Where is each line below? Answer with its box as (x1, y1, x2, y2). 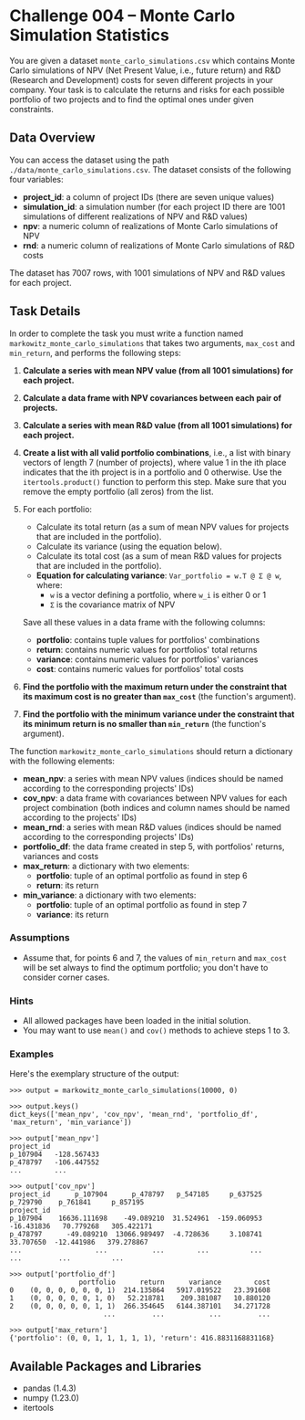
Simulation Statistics (9, 25, 170, 46)
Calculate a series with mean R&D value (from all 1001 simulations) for (22, 419, 293, 430)
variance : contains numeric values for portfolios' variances (36, 654, 259, 665)
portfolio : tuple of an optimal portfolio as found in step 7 (36, 899, 248, 910)
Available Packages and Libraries (9, 1358, 202, 1374)
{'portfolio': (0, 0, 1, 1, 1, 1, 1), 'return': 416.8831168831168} (9, 1334, 275, 1343)
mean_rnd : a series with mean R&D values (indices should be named (22, 821, 282, 832)
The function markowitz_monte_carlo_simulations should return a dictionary (9, 745, 293, 756)
